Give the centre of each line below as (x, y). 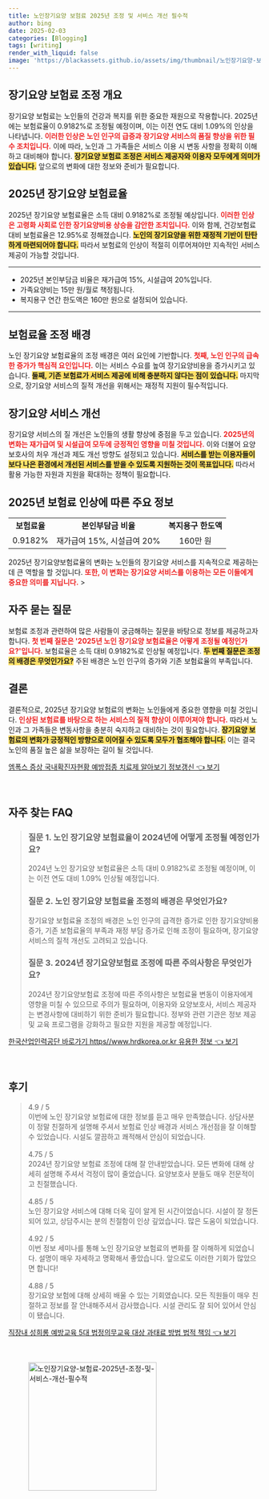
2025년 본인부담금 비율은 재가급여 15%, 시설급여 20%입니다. (116, 279)
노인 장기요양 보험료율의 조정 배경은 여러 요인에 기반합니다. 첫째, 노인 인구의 (126, 356)
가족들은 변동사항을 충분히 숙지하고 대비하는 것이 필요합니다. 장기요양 (140, 729)
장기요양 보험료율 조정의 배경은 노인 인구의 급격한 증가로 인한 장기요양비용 (143, 920)
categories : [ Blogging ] (48, 38)
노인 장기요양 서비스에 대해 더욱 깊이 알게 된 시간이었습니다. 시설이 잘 (136, 1211)
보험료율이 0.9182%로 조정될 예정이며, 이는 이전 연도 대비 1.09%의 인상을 (138, 126)
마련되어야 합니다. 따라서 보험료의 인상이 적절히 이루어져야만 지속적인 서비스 (141, 245)
